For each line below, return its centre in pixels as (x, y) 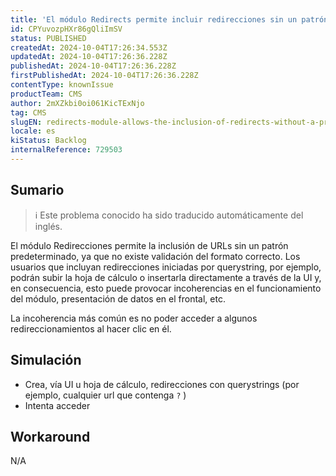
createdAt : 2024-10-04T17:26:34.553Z (89, 47)
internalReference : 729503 (66, 150)
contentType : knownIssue (62, 85)
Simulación (46, 360)
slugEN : (26, 122)
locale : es (33, 131)
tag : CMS (28, 112)
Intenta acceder (57, 405)
